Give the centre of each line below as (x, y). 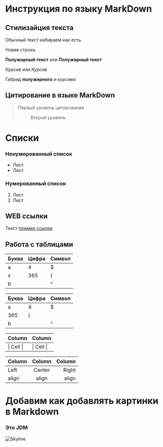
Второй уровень (48, 117)
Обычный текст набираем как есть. (44, 40)
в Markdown (32, 412)
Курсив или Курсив (26, 69)
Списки (22, 138)
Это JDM (17, 428)
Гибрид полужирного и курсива (41, 79)
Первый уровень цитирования (51, 107)
